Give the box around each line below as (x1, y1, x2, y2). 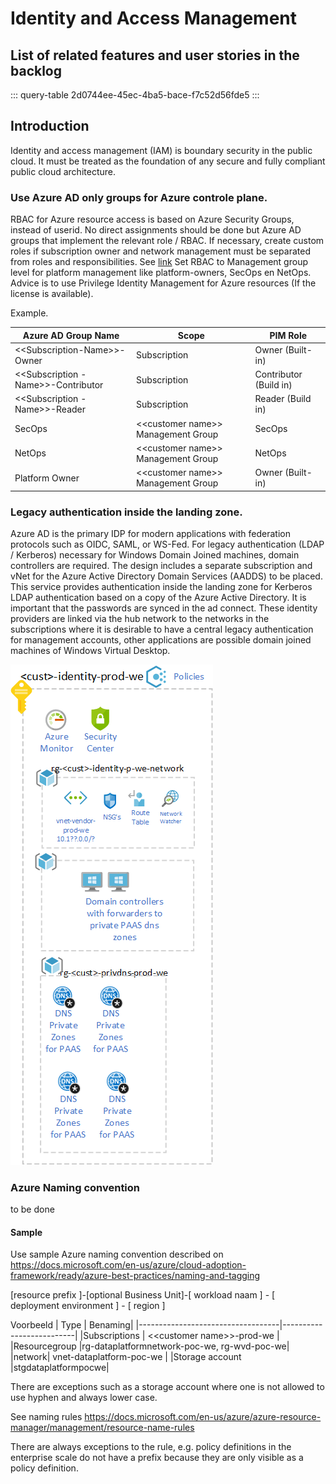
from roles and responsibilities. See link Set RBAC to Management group (10, 256, 308, 268)
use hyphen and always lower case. (10, 1392, 158, 1404)
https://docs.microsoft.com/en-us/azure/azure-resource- (84, 1411, 322, 1423)
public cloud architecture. (10, 165, 116, 177)
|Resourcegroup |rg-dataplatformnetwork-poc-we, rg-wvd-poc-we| (10, 1340, 290, 1352)
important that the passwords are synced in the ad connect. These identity (10, 602, 318, 614)
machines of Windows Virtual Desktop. (10, 644, 171, 656)
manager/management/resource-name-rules (10, 1422, 195, 1434)
